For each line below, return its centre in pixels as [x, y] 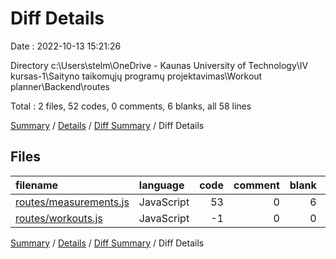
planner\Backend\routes [60, 86]
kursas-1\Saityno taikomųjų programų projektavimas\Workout [136, 76]
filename [37, 185]
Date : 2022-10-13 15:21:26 [66, 46]
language [161, 185]
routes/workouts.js [59, 218]
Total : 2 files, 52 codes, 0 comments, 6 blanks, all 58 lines [131, 106]
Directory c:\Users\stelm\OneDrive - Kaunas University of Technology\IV [159, 65]
